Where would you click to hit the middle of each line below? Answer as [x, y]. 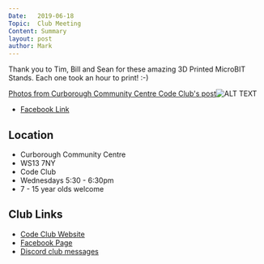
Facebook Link [45, 110]
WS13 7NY [38, 162]
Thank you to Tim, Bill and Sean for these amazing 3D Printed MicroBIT [127, 69]
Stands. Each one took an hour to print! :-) [79, 78]
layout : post [30, 39]
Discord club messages [60, 251]
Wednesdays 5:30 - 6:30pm [67, 180]
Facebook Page [46, 242]
